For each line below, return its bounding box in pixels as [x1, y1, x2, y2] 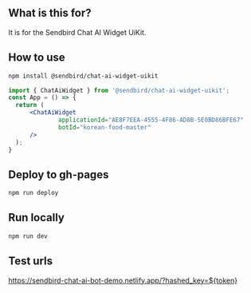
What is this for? [8, 6, 92, 20]
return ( [15, 101, 45, 109]
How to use [8, 51, 65, 65]
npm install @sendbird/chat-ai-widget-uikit [8, 72, 159, 80]
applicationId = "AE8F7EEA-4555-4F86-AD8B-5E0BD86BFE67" [58, 116, 245, 124]
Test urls [8, 255, 53, 268]
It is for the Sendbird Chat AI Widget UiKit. [8, 27, 147, 37]
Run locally [8, 211, 65, 224]
